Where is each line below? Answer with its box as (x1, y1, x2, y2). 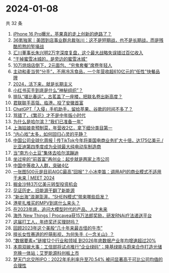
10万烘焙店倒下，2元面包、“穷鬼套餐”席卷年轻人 (13, 62, 112, 68)
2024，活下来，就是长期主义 (13, 81, 73, 87)
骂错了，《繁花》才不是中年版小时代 (13, 112, 86, 118)
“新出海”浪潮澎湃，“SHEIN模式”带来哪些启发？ (13, 193, 109, 199)
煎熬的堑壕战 (17, 43, 44, 49)
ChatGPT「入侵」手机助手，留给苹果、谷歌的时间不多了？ (13, 106, 133, 112)
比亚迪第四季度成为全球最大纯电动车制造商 (13, 143, 101, 149)
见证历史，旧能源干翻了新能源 (13, 187, 75, 193)
